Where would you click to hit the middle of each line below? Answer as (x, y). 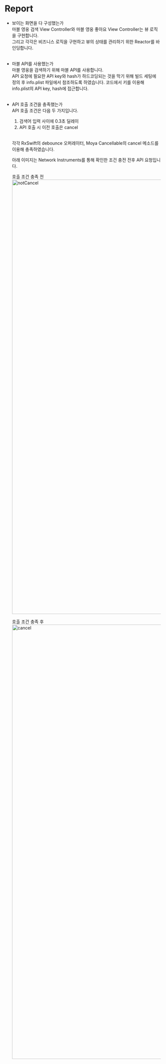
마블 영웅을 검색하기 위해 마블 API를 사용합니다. (57, 70)
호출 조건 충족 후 (28, 622)
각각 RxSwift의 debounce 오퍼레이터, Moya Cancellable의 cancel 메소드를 (85, 143)
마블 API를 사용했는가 (33, 64)
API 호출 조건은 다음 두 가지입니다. (45, 110)
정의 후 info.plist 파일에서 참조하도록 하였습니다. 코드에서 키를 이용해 (78, 82)
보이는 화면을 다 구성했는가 (38, 23)
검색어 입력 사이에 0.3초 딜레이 (49, 121)
